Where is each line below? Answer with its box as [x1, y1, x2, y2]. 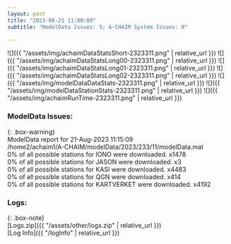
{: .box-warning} [7, 128, 55, 136]
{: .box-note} [7, 213, 45, 222]
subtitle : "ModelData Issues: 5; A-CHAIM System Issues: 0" [7, 23, 189, 30]
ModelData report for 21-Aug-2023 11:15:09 [7, 135, 134, 143]
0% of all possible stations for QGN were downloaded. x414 [7, 172, 182, 181]
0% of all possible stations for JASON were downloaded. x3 [7, 157, 182, 166]
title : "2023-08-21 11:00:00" [7, 17, 97, 24]
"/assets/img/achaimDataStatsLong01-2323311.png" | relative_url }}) [16, 64, 215, 73]
